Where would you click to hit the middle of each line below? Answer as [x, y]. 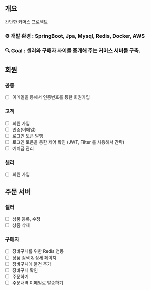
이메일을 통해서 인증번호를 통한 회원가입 [51, 97]
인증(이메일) [24, 129]
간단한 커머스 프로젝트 [27, 22]
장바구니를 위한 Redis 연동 [38, 251]
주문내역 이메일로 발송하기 [38, 282]
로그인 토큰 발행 [28, 136]
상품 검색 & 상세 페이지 [34, 257]
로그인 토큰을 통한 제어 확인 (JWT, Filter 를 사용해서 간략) [68, 142]
